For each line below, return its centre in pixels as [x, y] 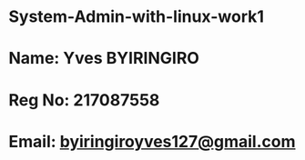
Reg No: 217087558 [84, 100]
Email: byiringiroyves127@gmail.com [152, 141]
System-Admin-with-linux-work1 [137, 17]
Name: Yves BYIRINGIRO [104, 59]
